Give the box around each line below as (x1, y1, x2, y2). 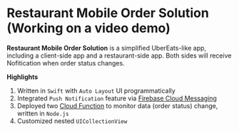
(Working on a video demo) (6, 20, 171, 36)
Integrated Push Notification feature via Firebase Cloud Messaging (16, 94, 217, 103)
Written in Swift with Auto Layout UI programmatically (16, 86, 176, 95)
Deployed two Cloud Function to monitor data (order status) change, (16, 101, 218, 110)
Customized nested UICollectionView (16, 116, 128, 125)
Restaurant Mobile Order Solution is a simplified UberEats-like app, (6, 43, 207, 52)
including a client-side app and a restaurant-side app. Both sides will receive (6, 51, 232, 60)
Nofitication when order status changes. (6, 58, 126, 67)
